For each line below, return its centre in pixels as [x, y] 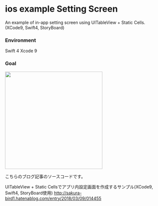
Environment [21, 40]
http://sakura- [68, 193]
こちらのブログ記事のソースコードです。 [45, 176]
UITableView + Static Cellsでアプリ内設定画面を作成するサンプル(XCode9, [79, 187]
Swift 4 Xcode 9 [21, 51]
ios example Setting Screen [61, 9]
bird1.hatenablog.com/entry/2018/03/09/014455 [53, 198]
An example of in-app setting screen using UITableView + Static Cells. [75, 22]
